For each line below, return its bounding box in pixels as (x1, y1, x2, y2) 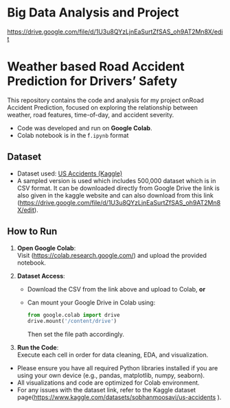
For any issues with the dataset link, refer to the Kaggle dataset (16, 386, 196, 394)
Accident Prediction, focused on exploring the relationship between (7, 103, 198, 111)
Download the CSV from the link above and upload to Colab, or (27, 285, 206, 293)
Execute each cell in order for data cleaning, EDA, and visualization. (16, 351, 209, 359)
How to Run (7, 226, 58, 237)
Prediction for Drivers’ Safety (7, 73, 178, 89)
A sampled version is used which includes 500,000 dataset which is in (16, 176, 216, 184)
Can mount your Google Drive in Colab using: (27, 298, 156, 307)
